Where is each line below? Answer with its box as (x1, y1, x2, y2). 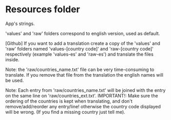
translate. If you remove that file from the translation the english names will (5, 71, 163, 78)
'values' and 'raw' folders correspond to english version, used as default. (5, 30, 160, 36)
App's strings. (5, 20, 35, 27)
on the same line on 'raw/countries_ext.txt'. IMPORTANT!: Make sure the (5, 92, 158, 99)
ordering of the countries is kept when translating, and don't (5, 98, 132, 104)
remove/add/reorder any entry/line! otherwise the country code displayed (5, 103, 161, 109)
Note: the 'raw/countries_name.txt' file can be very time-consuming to (5, 66, 155, 73)
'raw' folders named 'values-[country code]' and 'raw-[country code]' (5, 45, 154, 52)
